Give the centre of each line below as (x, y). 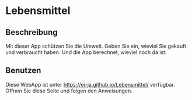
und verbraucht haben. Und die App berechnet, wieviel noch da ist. (86, 52)
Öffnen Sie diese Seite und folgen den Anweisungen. (69, 91)
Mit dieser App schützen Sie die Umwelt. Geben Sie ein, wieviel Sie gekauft (96, 46)
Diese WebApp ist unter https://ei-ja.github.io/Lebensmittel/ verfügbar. (90, 84)
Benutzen (23, 71)
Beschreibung (32, 32)
